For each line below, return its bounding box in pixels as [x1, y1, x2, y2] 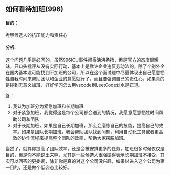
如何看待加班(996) [5, 5, 63, 14]
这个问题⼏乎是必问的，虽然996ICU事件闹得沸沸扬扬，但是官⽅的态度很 [5, 56, 154, 63]
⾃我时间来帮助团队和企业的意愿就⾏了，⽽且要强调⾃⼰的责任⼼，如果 [9, 75, 156, 82]
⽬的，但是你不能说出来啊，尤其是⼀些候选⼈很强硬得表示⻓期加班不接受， [5, 152, 160, 158]
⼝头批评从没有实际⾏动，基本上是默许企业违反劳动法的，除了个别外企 [18, 63, 165, 69]
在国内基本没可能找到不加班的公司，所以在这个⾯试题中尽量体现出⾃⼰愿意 [5, 69, 160, 75]
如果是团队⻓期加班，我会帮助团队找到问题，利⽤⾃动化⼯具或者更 [21, 128, 159, 135]
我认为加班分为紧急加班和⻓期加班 [12, 103, 84, 109]
